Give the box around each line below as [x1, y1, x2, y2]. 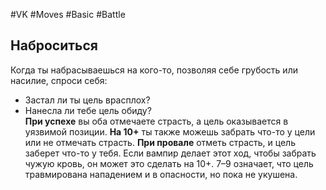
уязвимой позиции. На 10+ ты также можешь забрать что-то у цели [24, 125, 316, 138]
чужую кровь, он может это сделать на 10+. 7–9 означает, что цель [24, 157, 314, 169]
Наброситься [10, 37, 98, 54]
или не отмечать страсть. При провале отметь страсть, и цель [24, 136, 296, 148]
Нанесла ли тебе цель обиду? [24, 104, 152, 116]
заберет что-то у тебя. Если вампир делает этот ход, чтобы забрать [24, 147, 317, 159]
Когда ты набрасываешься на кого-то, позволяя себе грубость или [10, 64, 298, 76]
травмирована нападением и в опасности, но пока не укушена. [24, 168, 298, 180]
